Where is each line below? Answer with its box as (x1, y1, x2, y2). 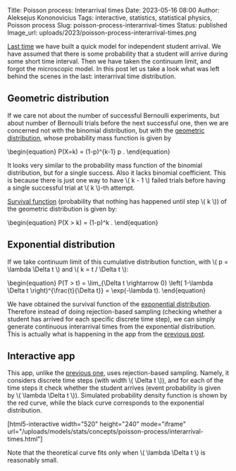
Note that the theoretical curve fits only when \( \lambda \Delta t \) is (7, 448, 206, 457)
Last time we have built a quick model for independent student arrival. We (7, 42, 222, 50)
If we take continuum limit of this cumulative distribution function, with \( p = (7, 257, 229, 266)
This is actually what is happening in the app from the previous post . (7, 329, 206, 338)
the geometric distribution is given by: (7, 204, 118, 213)
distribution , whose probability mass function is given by (7, 133, 171, 142)
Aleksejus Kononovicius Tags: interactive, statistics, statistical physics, (7, 13, 213, 22)
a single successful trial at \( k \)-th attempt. (7, 183, 135, 192)
